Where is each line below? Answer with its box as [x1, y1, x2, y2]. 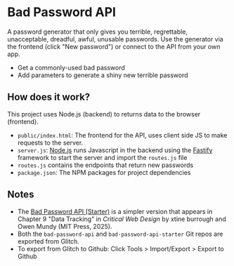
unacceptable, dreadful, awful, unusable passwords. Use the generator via [7, 34, 223, 43]
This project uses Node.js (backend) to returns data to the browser [7, 109, 201, 118]
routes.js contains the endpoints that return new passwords [17, 161, 194, 169]
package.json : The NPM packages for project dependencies [17, 168, 191, 176]
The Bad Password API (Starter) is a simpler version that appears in [17, 207, 213, 215]
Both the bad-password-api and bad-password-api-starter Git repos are [17, 230, 223, 238]
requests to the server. [17, 138, 84, 147]
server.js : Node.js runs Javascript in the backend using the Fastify [17, 145, 213, 154]
